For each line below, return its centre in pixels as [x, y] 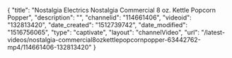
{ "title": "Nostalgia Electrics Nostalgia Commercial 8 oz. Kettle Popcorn [112, 10]
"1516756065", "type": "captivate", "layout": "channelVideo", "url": [104, 32]
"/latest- [213, 32]
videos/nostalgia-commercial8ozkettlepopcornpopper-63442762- [104, 40]
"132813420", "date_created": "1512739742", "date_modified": [97, 25]
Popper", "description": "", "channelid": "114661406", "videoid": [100, 17]
